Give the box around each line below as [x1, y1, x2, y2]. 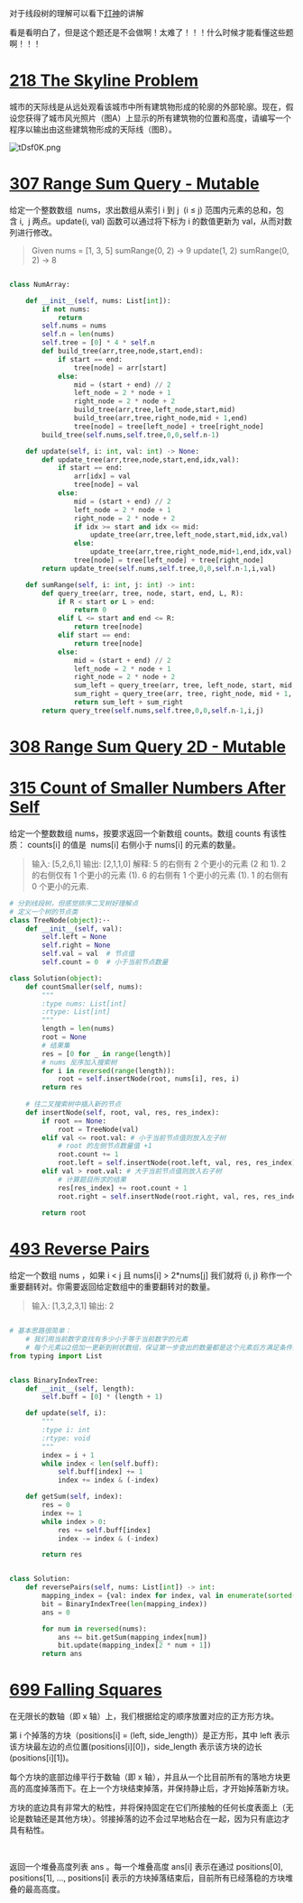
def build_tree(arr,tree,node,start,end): [41, 346, 204, 355]
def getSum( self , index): [25, 1492, 124, 1502]
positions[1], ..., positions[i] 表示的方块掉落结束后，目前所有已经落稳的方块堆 [9, 1872, 294, 1883]
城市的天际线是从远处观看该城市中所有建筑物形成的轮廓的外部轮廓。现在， [9, 101, 286, 112]
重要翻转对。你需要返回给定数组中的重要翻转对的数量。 [9, 1282, 215, 1292]
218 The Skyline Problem [9, 70, 199, 91]
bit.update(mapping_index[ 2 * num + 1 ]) [57, 1641, 212, 1650]
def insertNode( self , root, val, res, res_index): [25, 1108, 220, 1117]
